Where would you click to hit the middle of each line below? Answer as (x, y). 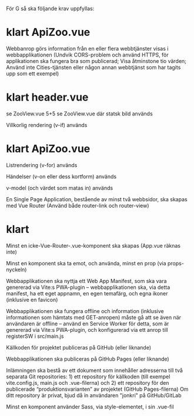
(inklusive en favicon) (32, 299)
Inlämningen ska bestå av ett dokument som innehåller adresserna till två (95, 370)
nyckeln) (16, 269)
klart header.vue (47, 97)
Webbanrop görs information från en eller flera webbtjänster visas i (87, 48)
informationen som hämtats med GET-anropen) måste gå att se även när (93, 317)
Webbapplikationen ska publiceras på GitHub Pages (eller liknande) (88, 359)
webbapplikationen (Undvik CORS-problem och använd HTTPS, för (87, 55)
